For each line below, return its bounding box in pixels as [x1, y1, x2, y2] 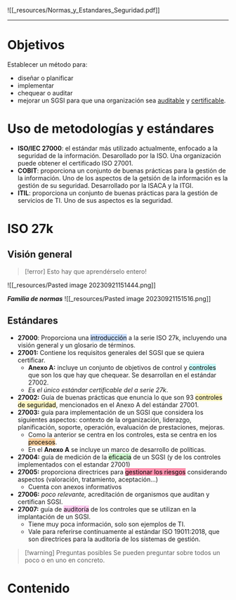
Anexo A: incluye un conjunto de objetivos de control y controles [27, 363, 216, 371]
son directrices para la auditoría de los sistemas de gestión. [27, 535, 201, 543]
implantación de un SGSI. [17, 512, 91, 521]
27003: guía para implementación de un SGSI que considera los [17, 408, 204, 416]
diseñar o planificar [17, 74, 74, 82]
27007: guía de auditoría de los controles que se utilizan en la [17, 505, 197, 513]
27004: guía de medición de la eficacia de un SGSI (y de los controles [17, 453, 221, 461]
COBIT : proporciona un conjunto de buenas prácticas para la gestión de [17, 166, 226, 175]
